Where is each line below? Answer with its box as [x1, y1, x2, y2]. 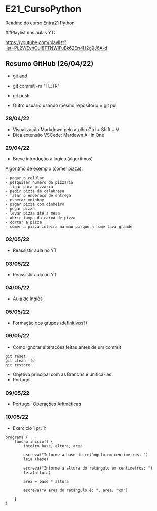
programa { [5, 435, 28, 440]
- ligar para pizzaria [5, 184, 53, 190]
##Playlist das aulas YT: [5, 29, 56, 35]
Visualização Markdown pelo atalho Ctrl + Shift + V [12, 126, 120, 133]
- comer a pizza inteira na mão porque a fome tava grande [5, 224, 133, 229]
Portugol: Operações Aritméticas [12, 401, 82, 407]
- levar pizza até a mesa [5, 211, 60, 216]
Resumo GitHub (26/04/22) [5, 59, 94, 68]
